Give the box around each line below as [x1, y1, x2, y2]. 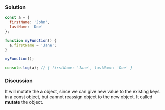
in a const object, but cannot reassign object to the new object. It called [5, 94, 153, 100]
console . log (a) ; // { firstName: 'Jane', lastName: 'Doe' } [5, 65, 133, 71]
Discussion [5, 77, 33, 84]
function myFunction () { [5, 38, 57, 43]
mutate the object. [5, 99, 44, 105]
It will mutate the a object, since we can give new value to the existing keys [5, 89, 160, 95]
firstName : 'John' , [9, 20, 50, 25]
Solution [5, 4, 26, 11]
